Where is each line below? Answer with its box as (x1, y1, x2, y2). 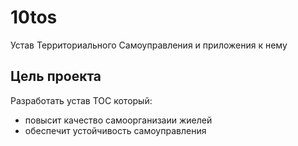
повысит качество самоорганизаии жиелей (24, 114, 213, 126)
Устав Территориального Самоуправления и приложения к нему (10, 39, 288, 51)
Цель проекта (10, 68, 102, 85)
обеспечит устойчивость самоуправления (24, 124, 207, 136)
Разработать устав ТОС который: (10, 94, 153, 106)
